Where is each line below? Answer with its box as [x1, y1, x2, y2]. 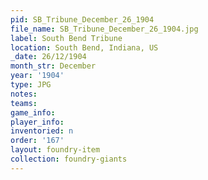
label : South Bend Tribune [10, 33, 123, 43]
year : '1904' [10, 71, 65, 81]
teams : [10, 98, 38, 108]
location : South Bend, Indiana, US [10, 42, 159, 53]
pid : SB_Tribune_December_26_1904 [10, 14, 155, 25]
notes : [10, 89, 38, 99]
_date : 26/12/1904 [10, 52, 87, 62]
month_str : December [10, 61, 97, 71]
